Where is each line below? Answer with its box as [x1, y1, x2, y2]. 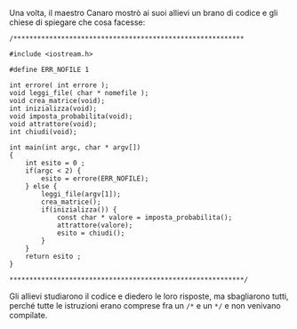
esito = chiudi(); [56, 229, 125, 237]
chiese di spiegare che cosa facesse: [9, 17, 146, 28]
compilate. [9, 310, 48, 320]
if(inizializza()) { [41, 205, 117, 214]
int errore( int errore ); [9, 81, 109, 90]
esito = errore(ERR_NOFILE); [41, 174, 149, 183]
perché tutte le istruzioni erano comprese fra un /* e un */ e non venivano [9, 301, 282, 310]
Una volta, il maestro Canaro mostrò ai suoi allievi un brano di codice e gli [9, 8, 278, 18]
